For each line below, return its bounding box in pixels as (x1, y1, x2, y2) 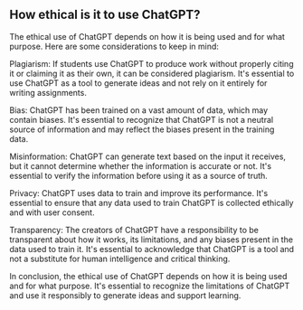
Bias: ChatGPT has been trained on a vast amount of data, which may (9, 104, 269, 116)
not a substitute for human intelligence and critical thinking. (9, 253, 231, 264)
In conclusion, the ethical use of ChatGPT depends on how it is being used (9, 270, 288, 281)
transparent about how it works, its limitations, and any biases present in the (9, 234, 294, 245)
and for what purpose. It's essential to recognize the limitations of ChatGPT (9, 280, 290, 291)
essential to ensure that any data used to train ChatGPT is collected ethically (9, 197, 294, 208)
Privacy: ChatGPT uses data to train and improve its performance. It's (9, 187, 269, 198)
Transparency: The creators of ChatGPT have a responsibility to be (9, 224, 260, 235)
